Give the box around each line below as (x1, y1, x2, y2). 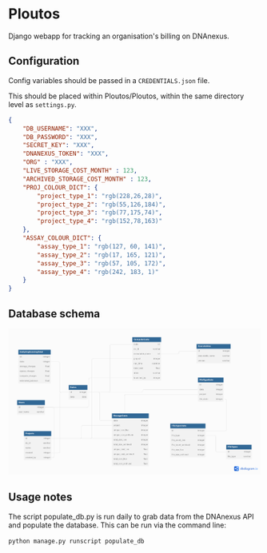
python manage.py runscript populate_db (8, 537, 145, 545)
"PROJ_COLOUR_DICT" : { (22, 183, 98, 192)
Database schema (8, 307, 101, 320)
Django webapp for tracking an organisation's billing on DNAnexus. (8, 31, 229, 41)
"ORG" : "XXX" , (22, 158, 74, 166)
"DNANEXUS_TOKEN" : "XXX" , (22, 149, 110, 158)
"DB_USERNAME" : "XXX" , (22, 125, 98, 133)
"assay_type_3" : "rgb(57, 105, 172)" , (37, 259, 166, 268)
